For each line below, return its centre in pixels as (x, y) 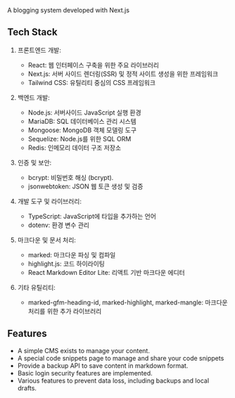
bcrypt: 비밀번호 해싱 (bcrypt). (71, 177)
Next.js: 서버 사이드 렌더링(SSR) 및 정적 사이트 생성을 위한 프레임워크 (123, 74)
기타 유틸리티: (37, 287)
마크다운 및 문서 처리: (46, 240)
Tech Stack (32, 32)
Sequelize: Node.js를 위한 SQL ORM (80, 139)
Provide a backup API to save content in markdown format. (103, 366)
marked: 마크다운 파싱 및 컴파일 (72, 255)
